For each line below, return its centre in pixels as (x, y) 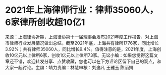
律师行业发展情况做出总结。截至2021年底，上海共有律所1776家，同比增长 (84, 43)
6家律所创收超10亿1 (45, 22)
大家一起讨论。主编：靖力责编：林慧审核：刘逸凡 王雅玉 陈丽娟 (69, 67)
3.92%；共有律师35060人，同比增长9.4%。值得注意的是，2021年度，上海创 (83, 49)
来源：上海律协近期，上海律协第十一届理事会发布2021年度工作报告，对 (77, 37)
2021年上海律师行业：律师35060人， (82, 10)
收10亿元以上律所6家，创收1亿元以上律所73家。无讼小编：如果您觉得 (75, 55)
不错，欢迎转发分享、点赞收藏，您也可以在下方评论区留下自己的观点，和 (87, 61)
